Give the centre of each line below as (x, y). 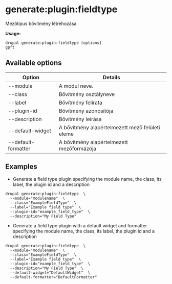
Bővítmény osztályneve (87, 94)
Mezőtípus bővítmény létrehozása (41, 23)
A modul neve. (76, 86)
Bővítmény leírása (80, 119)
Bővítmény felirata (80, 102)
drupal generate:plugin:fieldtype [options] (53, 43)
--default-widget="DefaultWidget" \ (50, 273)
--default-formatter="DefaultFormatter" (53, 277)
